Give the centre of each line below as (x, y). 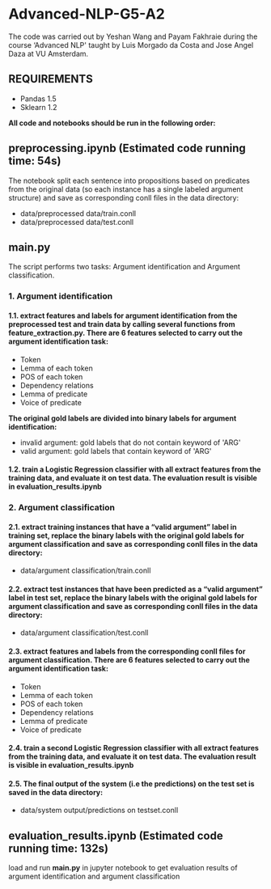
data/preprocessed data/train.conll (78, 213)
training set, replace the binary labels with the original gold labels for (126, 536)
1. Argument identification (61, 296)
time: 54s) (35, 161)
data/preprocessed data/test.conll (77, 222)
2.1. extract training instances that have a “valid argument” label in (123, 527)
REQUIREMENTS (51, 79)
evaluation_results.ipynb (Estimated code (116, 835)
